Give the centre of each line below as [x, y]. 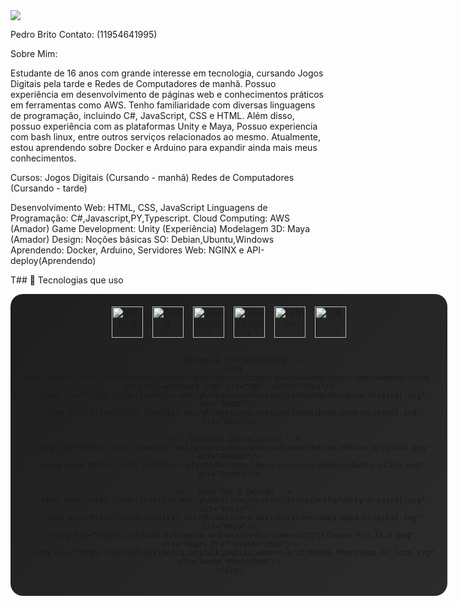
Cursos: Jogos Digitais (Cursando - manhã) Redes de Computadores [152, 177]
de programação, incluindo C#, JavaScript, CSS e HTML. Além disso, [152, 115]
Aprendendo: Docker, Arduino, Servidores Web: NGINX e [127, 250]
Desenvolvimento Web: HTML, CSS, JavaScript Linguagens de [139, 207]
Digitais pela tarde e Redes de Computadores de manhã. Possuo [143, 83]
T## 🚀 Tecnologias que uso [67, 280]
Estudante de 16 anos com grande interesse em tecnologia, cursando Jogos [167, 73]
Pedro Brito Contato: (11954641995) [84, 34]
